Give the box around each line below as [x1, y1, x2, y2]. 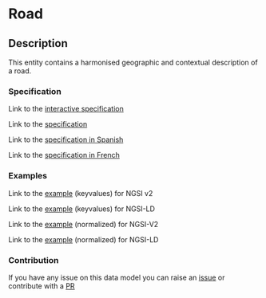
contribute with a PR [8, 280, 75, 291]
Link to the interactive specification [8, 104, 124, 114]
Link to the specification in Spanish [8, 135, 124, 144]
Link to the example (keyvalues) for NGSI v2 [8, 188, 153, 198]
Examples [8, 171, 48, 182]
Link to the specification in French [8, 151, 120, 160]
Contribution [8, 254, 59, 265]
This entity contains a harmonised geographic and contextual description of [8, 57, 258, 67]
